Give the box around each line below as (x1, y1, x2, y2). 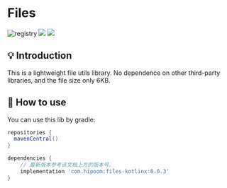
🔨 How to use (7, 97, 67, 109)
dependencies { (7, 155, 52, 162)
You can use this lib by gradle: (7, 115, 96, 124)
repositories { (7, 129, 52, 136)
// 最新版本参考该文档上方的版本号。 (20, 161, 115, 169)
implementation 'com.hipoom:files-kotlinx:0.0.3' (20, 168, 170, 175)
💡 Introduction (7, 49, 72, 61)
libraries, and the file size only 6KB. (7, 76, 111, 84)
